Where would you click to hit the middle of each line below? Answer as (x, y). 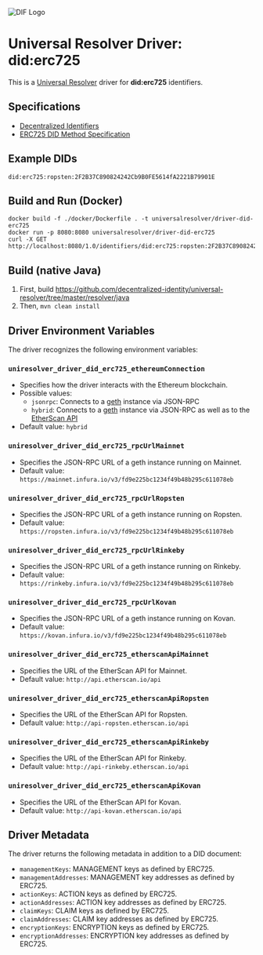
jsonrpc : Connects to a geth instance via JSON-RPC (115, 402)
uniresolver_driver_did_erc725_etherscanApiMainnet (109, 654)
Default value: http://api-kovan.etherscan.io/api (101, 810)
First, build (36, 290)
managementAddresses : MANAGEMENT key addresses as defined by (127, 877)
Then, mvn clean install (59, 306)
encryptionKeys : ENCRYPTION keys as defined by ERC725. (114, 928)
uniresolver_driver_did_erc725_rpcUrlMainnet (97, 446)
